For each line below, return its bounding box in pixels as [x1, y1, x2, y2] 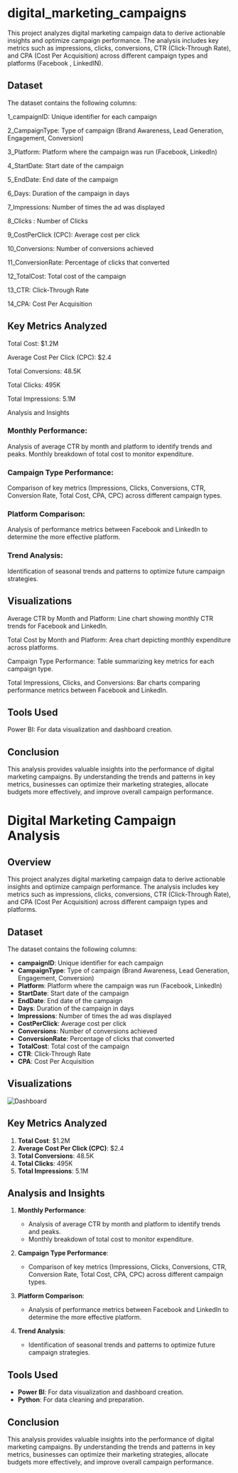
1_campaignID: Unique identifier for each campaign [7, 112, 158, 120]
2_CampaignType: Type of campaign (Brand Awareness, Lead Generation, [7, 126, 224, 135]
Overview [7, 856, 52, 868]
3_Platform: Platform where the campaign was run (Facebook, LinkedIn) [7, 148, 218, 156]
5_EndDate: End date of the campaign [7, 175, 119, 183]
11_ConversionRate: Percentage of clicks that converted [7, 258, 170, 267]
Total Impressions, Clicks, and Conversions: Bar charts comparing [7, 678, 200, 687]
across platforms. [7, 643, 59, 652]
